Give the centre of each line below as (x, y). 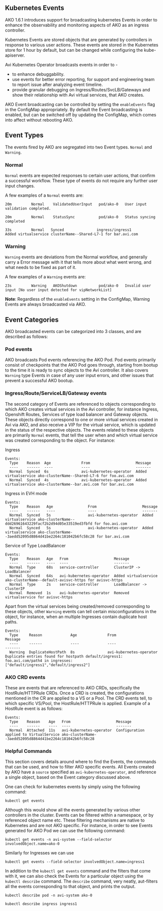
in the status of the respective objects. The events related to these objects (80, 430)
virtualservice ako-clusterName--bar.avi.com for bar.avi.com (69, 484)
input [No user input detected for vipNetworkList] (58, 290)
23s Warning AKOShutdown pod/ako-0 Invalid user (78, 286)
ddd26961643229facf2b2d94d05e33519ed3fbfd (49, 524)
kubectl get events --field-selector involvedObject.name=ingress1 (75, 862)
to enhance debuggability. (38, 74)
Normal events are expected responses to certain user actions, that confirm (80, 175)
